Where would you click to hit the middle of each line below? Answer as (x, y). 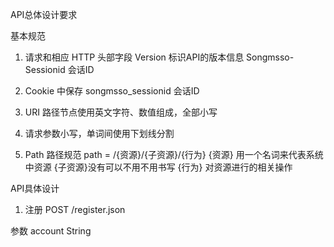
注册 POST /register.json (75, 209)
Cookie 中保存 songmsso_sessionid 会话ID (112, 91)
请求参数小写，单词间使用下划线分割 (99, 133)
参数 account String (51, 231)
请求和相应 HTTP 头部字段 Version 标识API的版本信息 (134, 57)
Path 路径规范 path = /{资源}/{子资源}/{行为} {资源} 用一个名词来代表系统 (174, 154)
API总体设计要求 (44, 14)
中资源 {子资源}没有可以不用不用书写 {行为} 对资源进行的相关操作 (158, 167)
